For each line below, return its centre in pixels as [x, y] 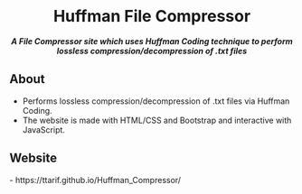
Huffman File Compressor [152, 17]
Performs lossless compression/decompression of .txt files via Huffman [156, 101]
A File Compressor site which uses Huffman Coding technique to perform [152, 41]
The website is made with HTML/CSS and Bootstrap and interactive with [157, 120]
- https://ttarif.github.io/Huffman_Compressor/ [95, 180]
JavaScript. [44, 129]
